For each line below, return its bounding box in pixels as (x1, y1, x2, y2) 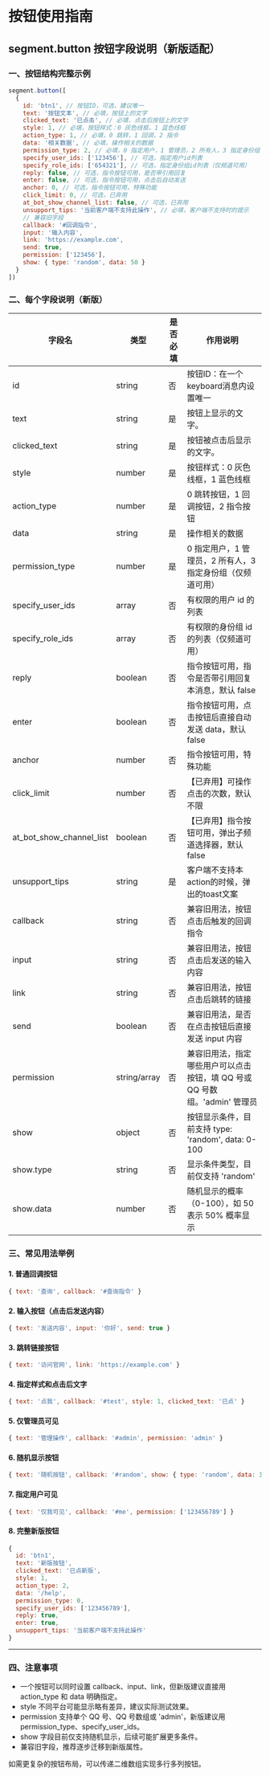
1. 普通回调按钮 (8, 1269, 58, 1279)
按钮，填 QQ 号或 (186, 1072, 252, 1083)
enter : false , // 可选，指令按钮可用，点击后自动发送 (22, 176, 186, 185)
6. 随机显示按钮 (8, 1452, 59, 1462)
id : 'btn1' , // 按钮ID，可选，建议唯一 (22, 101, 145, 109)
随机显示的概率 (186, 1186, 243, 1197)
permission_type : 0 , (15, 1596, 84, 1605)
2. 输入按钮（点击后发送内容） (8, 1306, 108, 1316)
